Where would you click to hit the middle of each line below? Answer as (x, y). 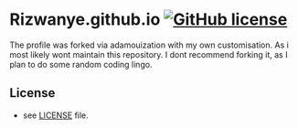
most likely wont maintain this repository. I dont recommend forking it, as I (149, 54)
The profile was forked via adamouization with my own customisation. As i (149, 45)
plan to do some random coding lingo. (81, 64)
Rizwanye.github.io (85, 20)
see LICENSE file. (55, 115)
